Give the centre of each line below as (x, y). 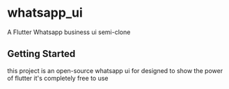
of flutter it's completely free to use (58, 78)
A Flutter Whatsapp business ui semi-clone (69, 32)
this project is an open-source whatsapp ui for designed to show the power (115, 70)
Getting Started (41, 54)
